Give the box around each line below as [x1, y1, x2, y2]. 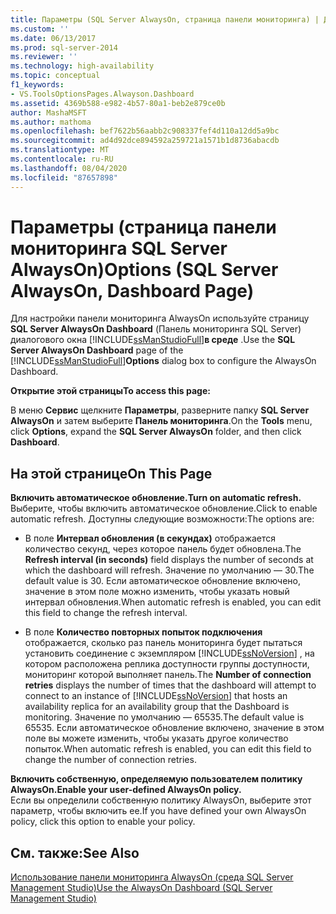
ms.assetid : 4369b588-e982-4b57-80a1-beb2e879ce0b [10, 98, 226, 108]
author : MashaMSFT [10, 107, 87, 118]
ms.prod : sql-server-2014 [10, 42, 118, 53]
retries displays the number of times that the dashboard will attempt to [24, 679, 317, 691]
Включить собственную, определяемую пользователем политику [10, 773, 303, 785]
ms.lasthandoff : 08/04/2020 [10, 163, 128, 173]
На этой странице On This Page [10, 465, 213, 482]
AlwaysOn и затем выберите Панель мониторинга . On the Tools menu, [10, 415, 313, 427]
